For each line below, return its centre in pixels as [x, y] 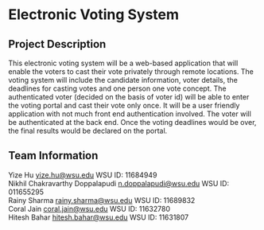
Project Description [57, 44]
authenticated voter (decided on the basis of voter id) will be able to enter [129, 97]
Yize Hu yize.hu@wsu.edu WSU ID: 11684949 [83, 175]
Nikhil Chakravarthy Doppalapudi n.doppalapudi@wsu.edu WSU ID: [118, 183]
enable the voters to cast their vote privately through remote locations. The [131, 72]
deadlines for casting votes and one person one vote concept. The [117, 88]
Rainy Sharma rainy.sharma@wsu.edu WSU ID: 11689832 [102, 200]
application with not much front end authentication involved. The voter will [130, 114]
